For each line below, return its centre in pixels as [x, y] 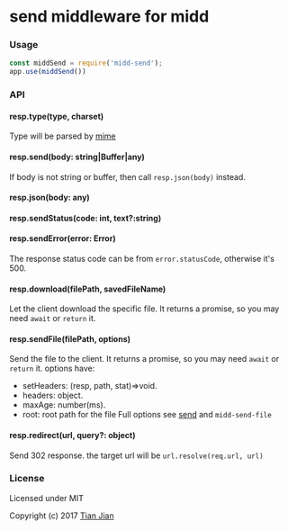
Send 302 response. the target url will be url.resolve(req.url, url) [136, 455]
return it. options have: [52, 368]
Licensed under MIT [46, 498]
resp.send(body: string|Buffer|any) [77, 157]
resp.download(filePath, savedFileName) [88, 289]
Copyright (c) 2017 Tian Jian [62, 516]
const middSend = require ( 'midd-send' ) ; [86, 63]
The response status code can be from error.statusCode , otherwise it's [142, 258]
